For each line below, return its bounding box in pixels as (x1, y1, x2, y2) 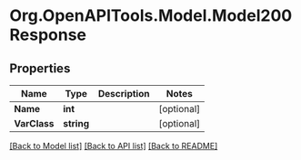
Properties (9, 61, 71, 76)
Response (9, 24, 87, 45)
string (63, 118, 89, 129)
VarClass (14, 118, 55, 129)
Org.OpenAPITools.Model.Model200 (9, 5, 293, 26)
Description (98, 88, 150, 99)
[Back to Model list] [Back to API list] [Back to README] (9, 141, 218, 151)
